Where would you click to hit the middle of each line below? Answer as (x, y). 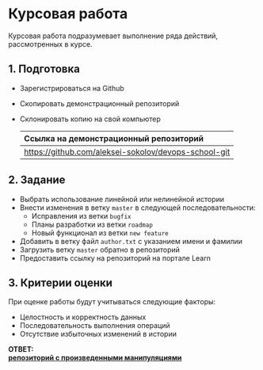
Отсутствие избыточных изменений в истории (98, 334)
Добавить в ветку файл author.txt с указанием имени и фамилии (131, 241)
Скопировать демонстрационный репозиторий (99, 103)
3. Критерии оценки (61, 282)
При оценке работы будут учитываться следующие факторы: (112, 302)
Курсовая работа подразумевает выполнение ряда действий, (113, 36)
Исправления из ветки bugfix (81, 216)
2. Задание (37, 180)
